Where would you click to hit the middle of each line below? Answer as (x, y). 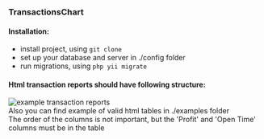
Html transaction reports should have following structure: (107, 84)
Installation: (29, 31)
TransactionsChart (46, 12)
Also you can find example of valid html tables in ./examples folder (119, 111)
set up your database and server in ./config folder (103, 58)
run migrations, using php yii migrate (84, 66)
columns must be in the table (57, 128)
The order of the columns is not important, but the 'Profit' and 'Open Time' (132, 120)
